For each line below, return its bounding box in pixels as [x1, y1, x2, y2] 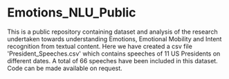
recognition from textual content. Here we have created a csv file [7, 42, 192, 50]
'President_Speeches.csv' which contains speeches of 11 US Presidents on [7, 49, 221, 58]
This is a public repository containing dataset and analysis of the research [7, 27, 218, 36]
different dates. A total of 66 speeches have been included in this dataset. [7, 56, 218, 65]
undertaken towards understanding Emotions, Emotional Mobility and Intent [7, 34, 222, 43]
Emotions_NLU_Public [7, 5, 136, 21]
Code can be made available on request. [7, 64, 122, 72]
